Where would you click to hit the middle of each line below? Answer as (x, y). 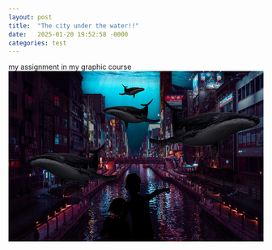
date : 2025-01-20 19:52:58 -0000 (68, 34)
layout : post (30, 17)
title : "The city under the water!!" (74, 26)
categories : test (38, 43)
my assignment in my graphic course (70, 67)
